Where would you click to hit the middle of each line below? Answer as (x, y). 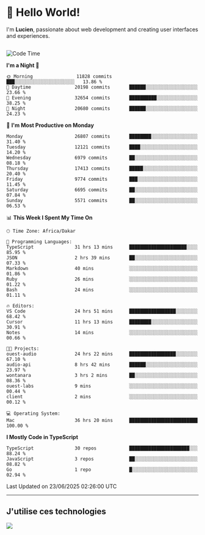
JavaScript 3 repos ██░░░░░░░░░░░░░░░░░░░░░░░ (102, 459)
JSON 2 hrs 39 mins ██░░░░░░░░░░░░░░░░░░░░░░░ (102, 258)
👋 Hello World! (43, 13)
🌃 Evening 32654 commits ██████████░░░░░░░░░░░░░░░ (102, 98)
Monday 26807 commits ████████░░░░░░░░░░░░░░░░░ (102, 137)
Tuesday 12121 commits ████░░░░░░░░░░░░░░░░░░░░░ (102, 147)
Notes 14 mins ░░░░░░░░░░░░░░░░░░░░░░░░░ (102, 333)
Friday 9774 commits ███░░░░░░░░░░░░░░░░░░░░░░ (102, 180)
